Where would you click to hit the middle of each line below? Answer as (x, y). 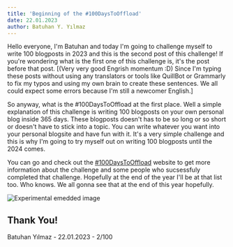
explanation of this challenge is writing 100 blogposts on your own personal (116, 112)
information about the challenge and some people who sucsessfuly (104, 170)
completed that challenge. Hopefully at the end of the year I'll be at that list (115, 177)
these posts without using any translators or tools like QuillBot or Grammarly (116, 76)
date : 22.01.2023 (32, 20)
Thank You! (32, 220)
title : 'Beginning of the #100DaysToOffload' (74, 14)
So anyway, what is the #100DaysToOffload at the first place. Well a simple (114, 105)
